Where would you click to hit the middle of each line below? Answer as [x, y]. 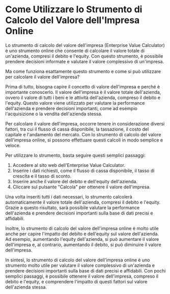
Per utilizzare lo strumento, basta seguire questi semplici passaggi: [76, 155]
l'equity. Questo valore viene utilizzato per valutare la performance [75, 103]
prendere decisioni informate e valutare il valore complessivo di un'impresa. [85, 61]
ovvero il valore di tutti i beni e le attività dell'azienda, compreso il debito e [83, 97]
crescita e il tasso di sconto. [42, 176]
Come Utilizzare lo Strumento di [74, 9]
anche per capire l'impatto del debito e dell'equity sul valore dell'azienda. [82, 234]
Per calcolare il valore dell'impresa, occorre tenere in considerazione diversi [85, 124]
